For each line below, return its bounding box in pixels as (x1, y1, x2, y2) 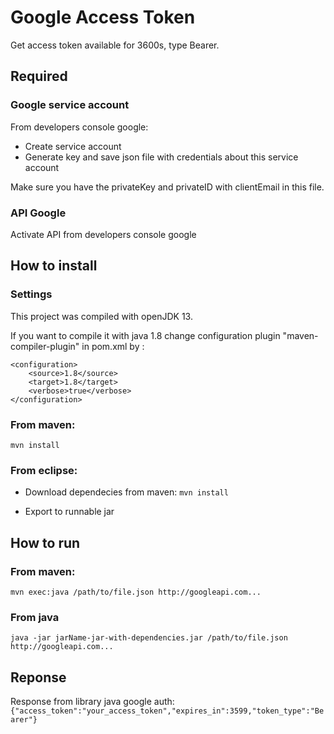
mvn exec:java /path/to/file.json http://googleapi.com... (10, 587, 262, 597)
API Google (10, 206, 67, 220)
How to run (10, 534, 81, 551)
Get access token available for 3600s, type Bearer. (10, 39, 220, 51)
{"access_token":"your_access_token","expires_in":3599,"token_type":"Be (10, 706, 325, 716)
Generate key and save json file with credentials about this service (24, 151, 299, 163)
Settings (10, 287, 53, 301)
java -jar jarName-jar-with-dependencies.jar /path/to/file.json (10, 633, 288, 643)
